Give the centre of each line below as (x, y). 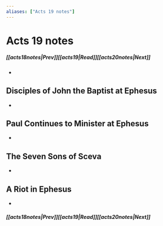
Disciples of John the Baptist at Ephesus (81, 91)
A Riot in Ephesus (39, 189)
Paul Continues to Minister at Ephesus (77, 124)
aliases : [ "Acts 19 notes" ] (41, 12)
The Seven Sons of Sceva (54, 156)
